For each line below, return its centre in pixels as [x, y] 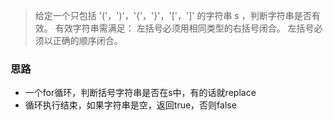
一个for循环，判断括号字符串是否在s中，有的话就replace [140, 93]
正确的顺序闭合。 [87, 40]
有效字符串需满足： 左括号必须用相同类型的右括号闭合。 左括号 [184, 28]
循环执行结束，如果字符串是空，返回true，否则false [130, 105]
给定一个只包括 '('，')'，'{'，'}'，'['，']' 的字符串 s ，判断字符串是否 [173, 15]
